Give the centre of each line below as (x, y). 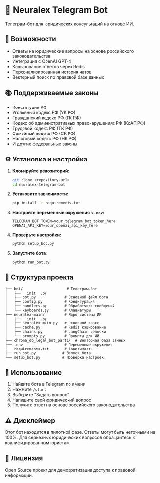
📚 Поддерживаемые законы (52, 93)
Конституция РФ (29, 107)
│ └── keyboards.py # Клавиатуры (48, 310)
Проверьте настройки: (37, 235)
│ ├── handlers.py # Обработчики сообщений (60, 306)
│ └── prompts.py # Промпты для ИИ (52, 336)
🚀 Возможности (31, 39)
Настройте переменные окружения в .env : (58, 212)
